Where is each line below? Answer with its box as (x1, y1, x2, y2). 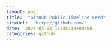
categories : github (6, 31, 55, 37)
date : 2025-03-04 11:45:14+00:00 (6, 25, 93, 32)
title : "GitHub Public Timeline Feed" (6, 14, 106, 20)
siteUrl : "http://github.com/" (6, 20, 87, 26)
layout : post (6, 8, 39, 15)
